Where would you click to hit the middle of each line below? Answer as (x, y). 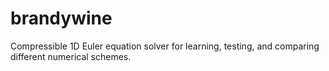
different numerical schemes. (71, 56)
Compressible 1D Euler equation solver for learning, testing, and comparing (165, 46)
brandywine (61, 18)
